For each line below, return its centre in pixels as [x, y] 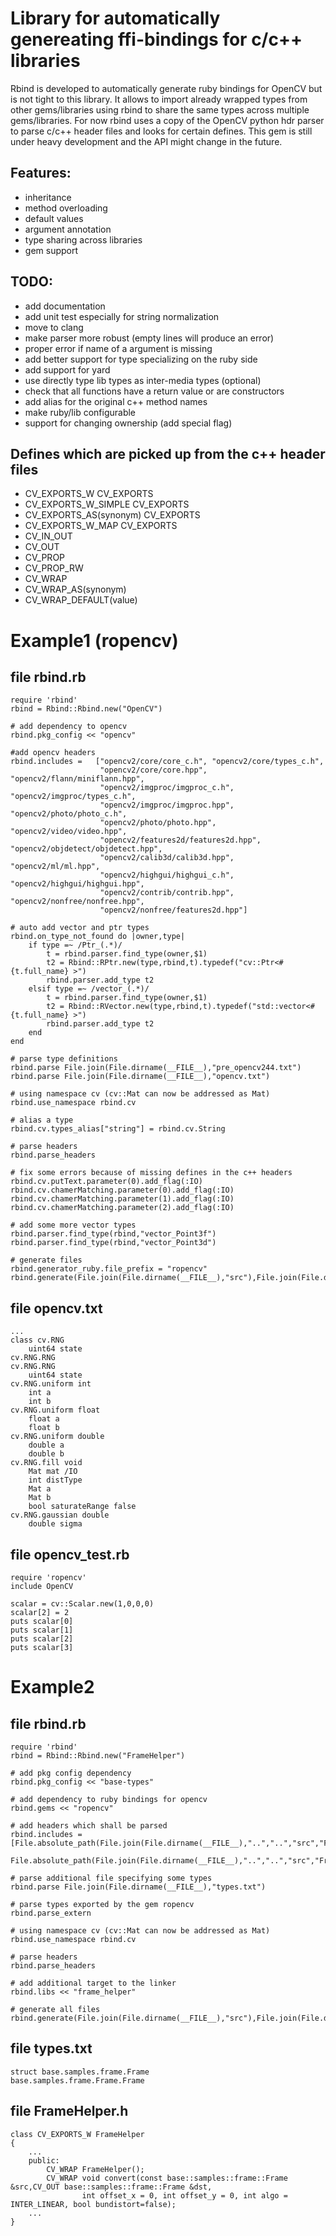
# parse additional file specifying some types [111, 1878]
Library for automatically [115, 18]
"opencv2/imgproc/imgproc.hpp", [167, 805]
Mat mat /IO [53, 1472]
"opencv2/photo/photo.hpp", [158, 823]
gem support [51, 250]
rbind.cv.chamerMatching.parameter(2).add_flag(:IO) [122, 1208]
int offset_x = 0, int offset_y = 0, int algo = [184, 2195]
